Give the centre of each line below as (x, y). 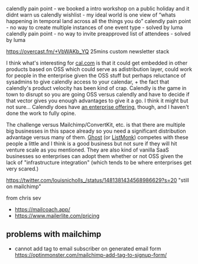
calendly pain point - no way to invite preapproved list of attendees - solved (98, 34)
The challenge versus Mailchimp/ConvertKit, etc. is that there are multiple (96, 125)
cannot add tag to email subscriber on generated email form (88, 249)
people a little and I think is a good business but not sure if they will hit (92, 144)
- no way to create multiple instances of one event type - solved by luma (95, 27)
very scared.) (22, 169)
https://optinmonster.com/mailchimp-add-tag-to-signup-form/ (91, 255)
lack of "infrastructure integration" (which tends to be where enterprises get (99, 162)
